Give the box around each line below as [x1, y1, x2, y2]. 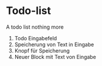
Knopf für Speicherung [14, 47, 70, 54]
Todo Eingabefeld [14, 34, 57, 41]
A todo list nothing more [6, 23, 64, 30]
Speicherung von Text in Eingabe [14, 41, 94, 48]
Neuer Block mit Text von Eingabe [14, 53, 96, 60]
